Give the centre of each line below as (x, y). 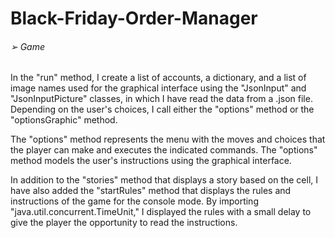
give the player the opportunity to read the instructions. (124, 223)
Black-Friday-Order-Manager (134, 18)
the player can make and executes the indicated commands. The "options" (164, 150)
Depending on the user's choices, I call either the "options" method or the (162, 109)
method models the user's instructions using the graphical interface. (151, 161)
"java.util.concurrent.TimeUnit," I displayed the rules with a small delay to (161, 212)
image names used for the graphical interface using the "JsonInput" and (158, 88)
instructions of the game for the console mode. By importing (134, 201)
